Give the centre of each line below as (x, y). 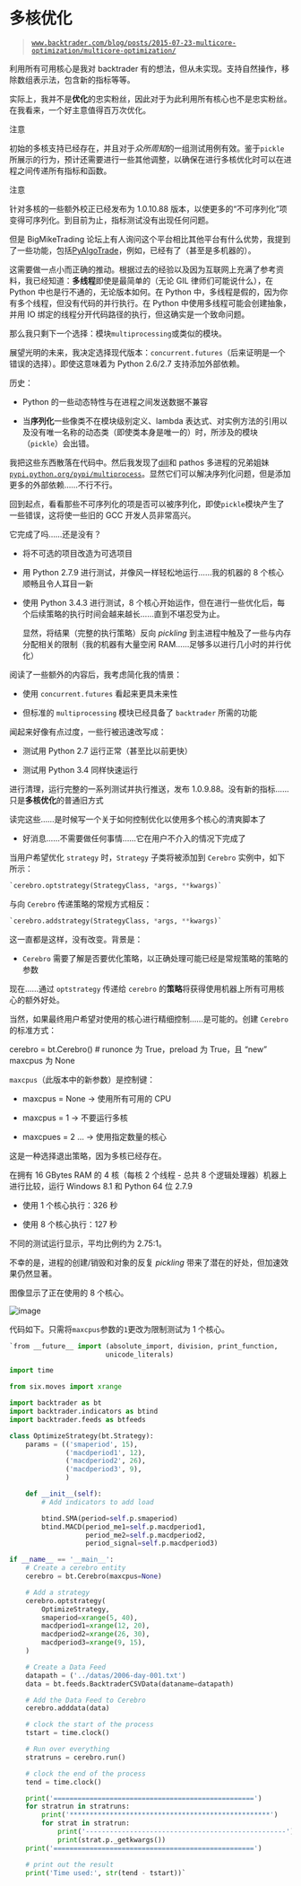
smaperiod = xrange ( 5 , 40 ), (90, 1618)
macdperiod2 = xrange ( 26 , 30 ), (96, 1635)
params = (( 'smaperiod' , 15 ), (82, 1444)
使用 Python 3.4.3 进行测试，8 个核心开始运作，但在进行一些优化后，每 (153, 602)
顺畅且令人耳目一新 (58, 583)
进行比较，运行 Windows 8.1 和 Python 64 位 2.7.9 (101, 1186)
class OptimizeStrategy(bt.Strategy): (82, 1436)
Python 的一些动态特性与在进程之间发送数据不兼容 (115, 401)
